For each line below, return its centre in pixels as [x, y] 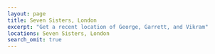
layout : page [27, 14]
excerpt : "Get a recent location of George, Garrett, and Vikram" [108, 27]
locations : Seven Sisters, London [59, 33]
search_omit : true [35, 40]
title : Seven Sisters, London [52, 20]
